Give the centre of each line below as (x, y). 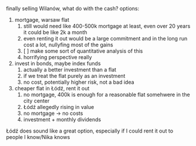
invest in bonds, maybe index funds (58, 63)
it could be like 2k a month (55, 32)
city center (36, 101)
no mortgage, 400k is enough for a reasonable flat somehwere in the (107, 94)
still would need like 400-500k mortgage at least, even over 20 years (107, 26)
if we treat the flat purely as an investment (74, 76)
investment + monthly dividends (62, 119)
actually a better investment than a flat (70, 69)
